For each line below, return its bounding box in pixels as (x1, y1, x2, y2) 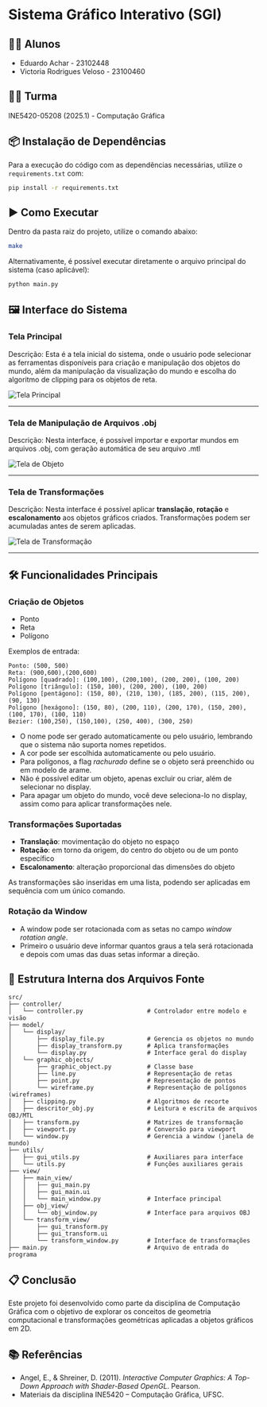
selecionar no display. (19, 782, 91, 792)
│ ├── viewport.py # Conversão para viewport (8, 1126, 237, 1134)
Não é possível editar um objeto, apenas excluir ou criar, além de (19, 773, 232, 784)
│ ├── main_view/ (8, 1174, 73, 1182)
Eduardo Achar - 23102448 (19, 58, 110, 68)
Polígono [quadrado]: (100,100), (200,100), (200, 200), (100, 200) (8, 676, 240, 684)
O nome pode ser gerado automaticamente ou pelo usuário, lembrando (19, 731, 253, 741)
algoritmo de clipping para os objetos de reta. (8, 374, 157, 384)
